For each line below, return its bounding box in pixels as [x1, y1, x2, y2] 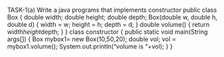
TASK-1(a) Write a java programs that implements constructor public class [7, 6, 217, 14]
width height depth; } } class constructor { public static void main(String [7, 27, 208, 36]
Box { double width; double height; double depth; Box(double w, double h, [7, 13, 218, 21]
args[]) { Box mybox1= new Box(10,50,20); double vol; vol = [7, 35, 176, 43]
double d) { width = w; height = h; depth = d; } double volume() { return [7, 21, 210, 28]
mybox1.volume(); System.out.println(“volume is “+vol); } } [7, 43, 173, 50]
